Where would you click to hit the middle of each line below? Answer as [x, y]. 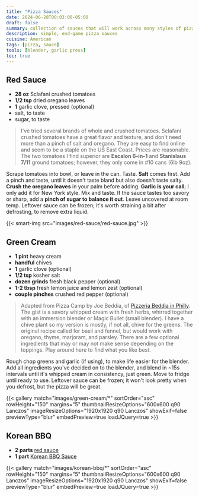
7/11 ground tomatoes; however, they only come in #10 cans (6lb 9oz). [106, 162]
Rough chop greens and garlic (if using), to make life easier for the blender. [98, 361]
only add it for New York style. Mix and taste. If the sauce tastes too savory [98, 193]
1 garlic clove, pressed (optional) [54, 107]
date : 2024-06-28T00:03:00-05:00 [47, 17]
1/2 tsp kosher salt [37, 275]
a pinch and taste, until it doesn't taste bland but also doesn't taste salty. [94, 180]
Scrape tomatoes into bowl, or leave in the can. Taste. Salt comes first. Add [98, 174]
